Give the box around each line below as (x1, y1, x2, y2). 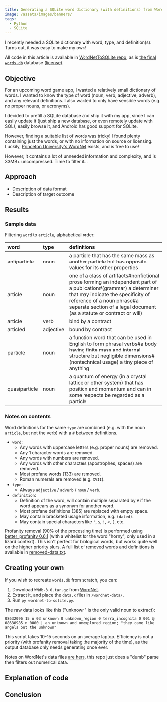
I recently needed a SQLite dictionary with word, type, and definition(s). (5, 39, 152, 45)
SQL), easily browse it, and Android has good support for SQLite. (5, 123, 138, 129)
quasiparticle (7, 386, 38, 393)
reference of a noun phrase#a (69, 297, 139, 304)
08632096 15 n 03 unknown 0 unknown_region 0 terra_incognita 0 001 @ (5, 616, 155, 621)
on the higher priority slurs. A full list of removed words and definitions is (5, 544, 155, 550)
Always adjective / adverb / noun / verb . (19, 487, 101, 493)
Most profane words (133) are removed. (19, 471, 101, 477)
